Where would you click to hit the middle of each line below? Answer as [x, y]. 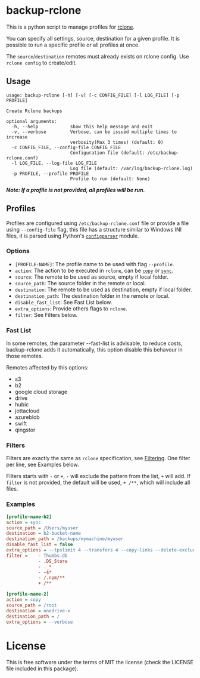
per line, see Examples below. [43, 465]
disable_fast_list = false [40, 545]
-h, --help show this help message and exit [82, 127]
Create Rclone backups [34, 111]
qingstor [25, 430]
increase [17, 137]
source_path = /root [32, 605]
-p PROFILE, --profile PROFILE [50, 174]
